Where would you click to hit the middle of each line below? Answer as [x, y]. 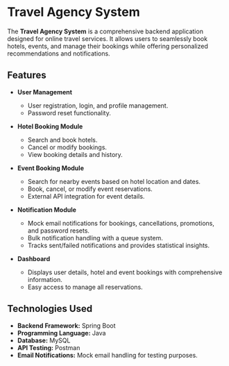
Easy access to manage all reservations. [85, 287]
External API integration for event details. [86, 196]
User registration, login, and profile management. [98, 106]
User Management [45, 92]
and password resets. [59, 231]
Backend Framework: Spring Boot [66, 325]
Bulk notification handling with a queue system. [95, 238]
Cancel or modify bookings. [67, 147]
